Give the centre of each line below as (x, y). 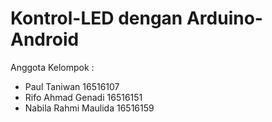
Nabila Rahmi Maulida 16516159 (89, 108)
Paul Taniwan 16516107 (72, 86)
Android (45, 39)
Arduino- (224, 18)
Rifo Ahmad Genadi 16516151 (83, 97)
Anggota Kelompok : (52, 67)
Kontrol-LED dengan (96, 18)
